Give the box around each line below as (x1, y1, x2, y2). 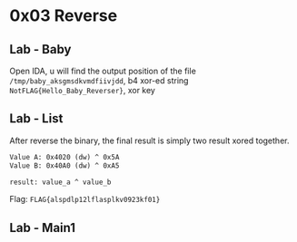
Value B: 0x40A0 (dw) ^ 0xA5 (9, 160, 120, 170)
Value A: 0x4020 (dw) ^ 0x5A (9, 152, 120, 161)
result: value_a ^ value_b (9, 178, 112, 187)
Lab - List (9, 111, 64, 127)
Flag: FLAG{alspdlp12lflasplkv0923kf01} (9, 194, 161, 205)
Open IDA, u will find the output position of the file (9, 65, 197, 76)
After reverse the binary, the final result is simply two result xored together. (9, 135, 290, 146)
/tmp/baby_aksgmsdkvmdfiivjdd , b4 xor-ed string (9, 75, 189, 86)
